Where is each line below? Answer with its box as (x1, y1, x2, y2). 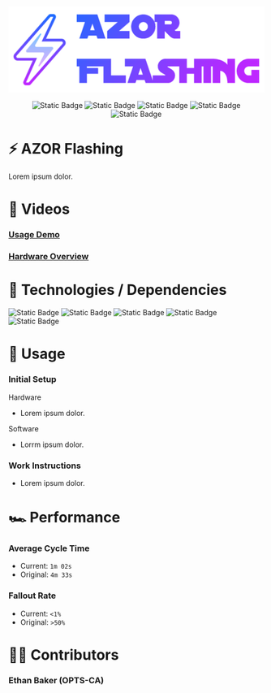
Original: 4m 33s (19, 570, 73, 579)
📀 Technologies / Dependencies (8, 281, 227, 299)
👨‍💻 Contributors (8, 645, 119, 664)
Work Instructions (8, 460, 81, 471)
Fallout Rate (8, 590, 57, 601)
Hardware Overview (8, 251, 89, 262)
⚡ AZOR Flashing (8, 139, 124, 158)
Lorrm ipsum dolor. (19, 440, 84, 449)
